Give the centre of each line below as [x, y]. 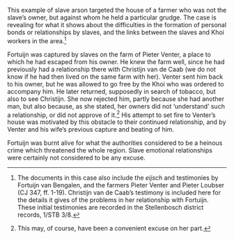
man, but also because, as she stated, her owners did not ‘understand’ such [116, 106]
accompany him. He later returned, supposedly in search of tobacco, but [111, 91]
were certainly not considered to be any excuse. [76, 158]
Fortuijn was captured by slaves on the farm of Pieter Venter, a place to [109, 54]
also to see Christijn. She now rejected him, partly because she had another [116, 99]
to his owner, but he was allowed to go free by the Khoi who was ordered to [116, 84]
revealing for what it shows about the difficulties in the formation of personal [117, 25]
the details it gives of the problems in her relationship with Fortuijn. [113, 200]
